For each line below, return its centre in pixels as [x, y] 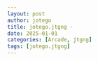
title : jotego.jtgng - [40, 27]
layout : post [26, 14]
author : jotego [29, 20]
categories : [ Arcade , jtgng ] [50, 40]
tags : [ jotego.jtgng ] [39, 46]
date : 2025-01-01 [33, 33]
